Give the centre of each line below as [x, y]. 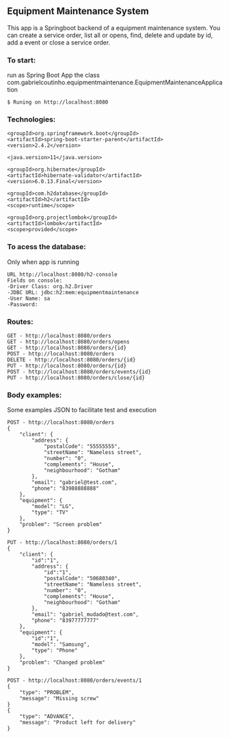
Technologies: [31, 119]
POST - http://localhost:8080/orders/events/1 [75, 681]
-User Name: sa [29, 298]
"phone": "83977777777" [65, 621]
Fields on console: [35, 281]
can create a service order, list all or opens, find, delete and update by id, [110, 35]
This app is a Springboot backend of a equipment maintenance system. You [114, 27]
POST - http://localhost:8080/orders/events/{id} [79, 372]
